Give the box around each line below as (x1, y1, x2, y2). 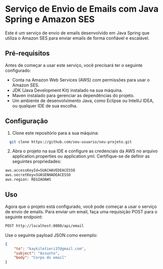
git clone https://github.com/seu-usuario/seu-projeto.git (9, 139, 132, 145)
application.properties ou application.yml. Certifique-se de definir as (12, 153, 150, 159)
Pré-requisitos (5, 49, 50, 58)
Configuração (5, 117, 48, 125)
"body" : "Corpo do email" (14, 255, 67, 260)
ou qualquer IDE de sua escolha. (12, 103, 78, 108)
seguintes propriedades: (12, 159, 61, 165)
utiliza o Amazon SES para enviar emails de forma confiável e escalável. (5, 35, 150, 41)
